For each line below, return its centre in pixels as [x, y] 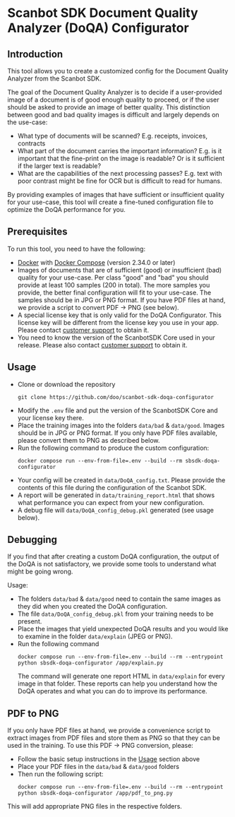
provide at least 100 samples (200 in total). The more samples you [114, 285]
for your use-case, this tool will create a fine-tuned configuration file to [110, 202]
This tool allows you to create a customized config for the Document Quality [118, 71]
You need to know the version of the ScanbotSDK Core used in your [116, 338]
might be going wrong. [40, 572]
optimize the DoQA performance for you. [66, 209]
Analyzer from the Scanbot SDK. [55, 78]
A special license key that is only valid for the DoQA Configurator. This [120, 315]
